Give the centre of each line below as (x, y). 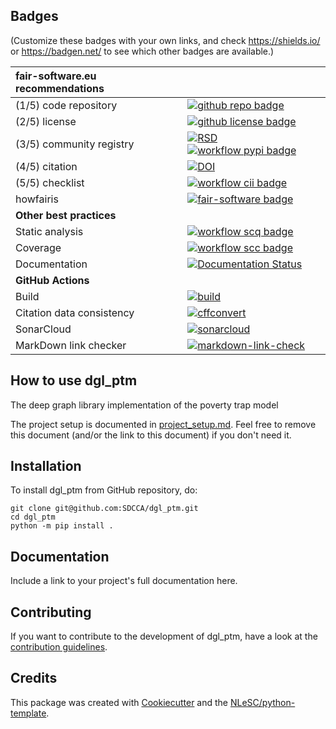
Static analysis (49, 231)
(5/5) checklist (50, 182)
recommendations (60, 88)
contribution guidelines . (59, 647)
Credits (34, 678)
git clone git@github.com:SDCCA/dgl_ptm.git (104, 509)
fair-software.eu (56, 76)
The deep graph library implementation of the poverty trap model (144, 405)
